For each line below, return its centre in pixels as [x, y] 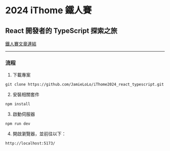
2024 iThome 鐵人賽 [49, 10]
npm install [18, 104]
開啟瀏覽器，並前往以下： [39, 134]
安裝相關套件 [26, 95]
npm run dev [18, 124]
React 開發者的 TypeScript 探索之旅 [61, 31]
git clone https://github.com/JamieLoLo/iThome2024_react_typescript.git [85, 85]
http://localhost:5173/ [30, 143]
